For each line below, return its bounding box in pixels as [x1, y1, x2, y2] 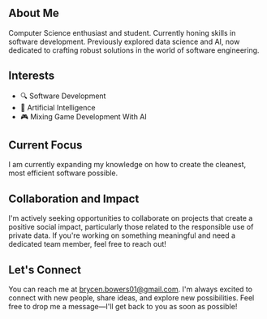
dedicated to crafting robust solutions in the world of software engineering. [8, 45, 260, 55]
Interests [8, 69, 55, 83]
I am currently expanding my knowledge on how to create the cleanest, [8, 160, 247, 170]
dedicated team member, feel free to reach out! [8, 239, 166, 249]
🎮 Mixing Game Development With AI [19, 111, 148, 121]
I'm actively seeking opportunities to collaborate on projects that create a [8, 213, 253, 223]
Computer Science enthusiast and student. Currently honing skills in [8, 28, 236, 37]
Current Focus [8, 138, 83, 153]
